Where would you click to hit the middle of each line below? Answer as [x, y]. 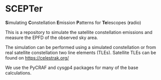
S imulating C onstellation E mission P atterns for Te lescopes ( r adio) [73, 22]
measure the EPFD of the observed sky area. [52, 37]
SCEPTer [24, 9]
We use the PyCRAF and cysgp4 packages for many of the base [72, 67]
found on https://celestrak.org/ [37, 57]
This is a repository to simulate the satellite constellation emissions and [79, 32]
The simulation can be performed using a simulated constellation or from [80, 47]
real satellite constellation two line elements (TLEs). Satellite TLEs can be [81, 52]
